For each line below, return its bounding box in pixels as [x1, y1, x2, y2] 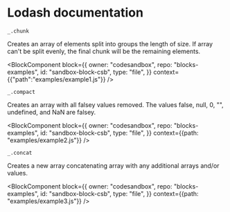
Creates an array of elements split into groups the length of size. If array [7, 39, 213, 48]
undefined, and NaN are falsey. [7, 108, 96, 116]
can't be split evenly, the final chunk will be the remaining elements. [7, 47, 201, 55]
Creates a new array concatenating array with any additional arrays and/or [7, 161, 220, 170]
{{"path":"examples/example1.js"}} [7, 75, 106, 84]
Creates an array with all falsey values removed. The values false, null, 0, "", [7, 100, 224, 108]
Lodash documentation [7, 5, 144, 21]
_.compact [7, 88, 36, 95]
